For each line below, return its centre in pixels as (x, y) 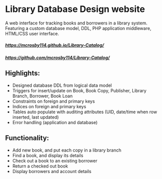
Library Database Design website (75, 9)
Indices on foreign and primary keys (49, 106)
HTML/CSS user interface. (32, 33)
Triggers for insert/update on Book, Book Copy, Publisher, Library (79, 90)
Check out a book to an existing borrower (55, 161)
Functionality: (27, 138)
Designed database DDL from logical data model (62, 85)
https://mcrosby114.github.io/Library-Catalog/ (55, 45)
